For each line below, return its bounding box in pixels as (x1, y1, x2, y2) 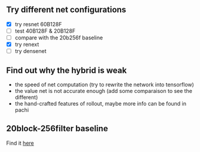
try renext (14, 41, 39, 48)
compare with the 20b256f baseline (14, 34, 103, 41)
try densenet (14, 48, 47, 55)
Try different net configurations (6, 5, 127, 15)
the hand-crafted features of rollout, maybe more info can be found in (14, 100, 187, 107)
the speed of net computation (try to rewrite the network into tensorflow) (14, 80, 194, 88)
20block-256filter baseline (6, 123, 109, 134)
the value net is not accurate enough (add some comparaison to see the (14, 87, 193, 94)
